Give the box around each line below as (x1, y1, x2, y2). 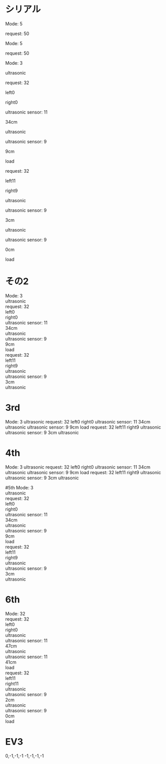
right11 (5, 680, 19, 686)
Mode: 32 (5, 610, 25, 617)
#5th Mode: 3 (5, 484, 34, 490)
